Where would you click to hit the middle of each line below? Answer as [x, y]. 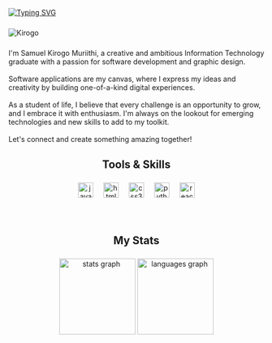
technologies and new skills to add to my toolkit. [89, 122]
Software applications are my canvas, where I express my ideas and [122, 79]
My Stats [136, 240]
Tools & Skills [136, 165]
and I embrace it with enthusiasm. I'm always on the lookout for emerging [131, 113]
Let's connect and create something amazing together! [100, 139]
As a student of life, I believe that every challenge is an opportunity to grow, [135, 105]
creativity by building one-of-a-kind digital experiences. [102, 87]
